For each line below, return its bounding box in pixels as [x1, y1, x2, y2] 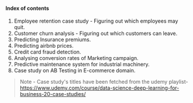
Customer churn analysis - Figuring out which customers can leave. [13, 30, 178, 37]
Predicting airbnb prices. [13, 42, 74, 49]
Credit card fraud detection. [13, 48, 81, 55]
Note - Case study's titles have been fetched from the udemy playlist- [19, 79, 188, 86]
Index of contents [5, 5, 49, 12]
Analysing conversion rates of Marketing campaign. [13, 55, 139, 62]
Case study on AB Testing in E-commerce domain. [13, 67, 136, 74]
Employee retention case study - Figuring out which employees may [13, 17, 178, 24]
